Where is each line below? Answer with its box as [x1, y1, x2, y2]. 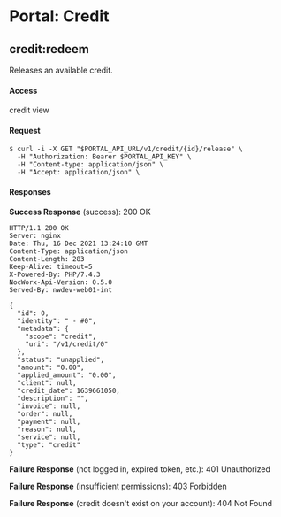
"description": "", [17, 394, 89, 403]
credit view [9, 104, 50, 116]
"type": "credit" [17, 440, 81, 449]
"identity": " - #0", [17, 316, 97, 325]
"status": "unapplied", [17, 355, 104, 364]
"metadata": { [17, 324, 69, 333]
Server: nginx [9, 231, 62, 240]
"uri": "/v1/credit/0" [25, 339, 109, 349]
